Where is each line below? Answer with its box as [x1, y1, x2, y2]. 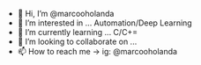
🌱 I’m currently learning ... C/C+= [17, 27, 138, 37]
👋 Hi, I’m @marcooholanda [17, 9, 115, 18]
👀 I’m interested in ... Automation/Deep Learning [17, 18, 192, 28]
